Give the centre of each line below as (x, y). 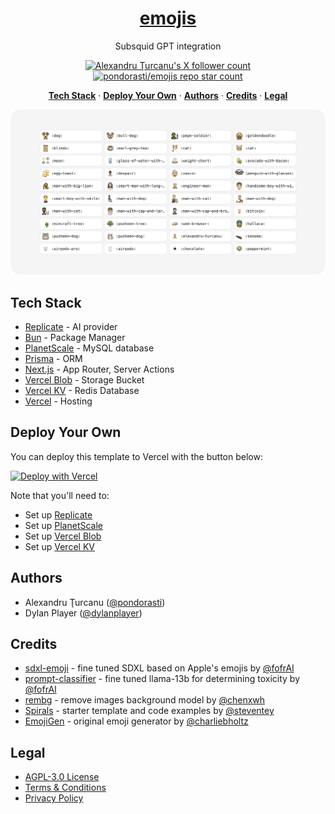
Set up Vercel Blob (63, 536)
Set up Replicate (58, 514)
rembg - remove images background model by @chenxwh (145, 700)
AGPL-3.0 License (62, 777)
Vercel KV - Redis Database (82, 391)
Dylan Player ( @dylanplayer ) (83, 613)
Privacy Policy (54, 798)
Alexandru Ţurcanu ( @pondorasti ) (95, 602)
